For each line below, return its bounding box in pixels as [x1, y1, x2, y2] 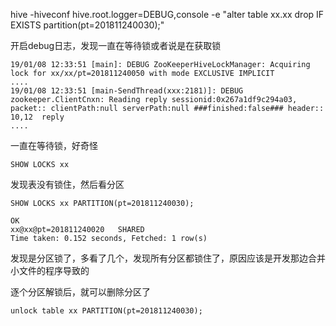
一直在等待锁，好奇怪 [10, 140, 98, 151]
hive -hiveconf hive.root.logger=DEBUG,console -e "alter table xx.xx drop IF [10, 9, 325, 20]
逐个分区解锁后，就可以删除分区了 [10, 286, 151, 298]
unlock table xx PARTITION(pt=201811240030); [10, 306, 203, 316]
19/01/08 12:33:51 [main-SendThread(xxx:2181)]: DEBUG [10, 86, 244, 96]
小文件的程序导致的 [10, 265, 90, 276]
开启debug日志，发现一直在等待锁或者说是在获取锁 [10, 40, 222, 51]
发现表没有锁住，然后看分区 [10, 179, 125, 190]
